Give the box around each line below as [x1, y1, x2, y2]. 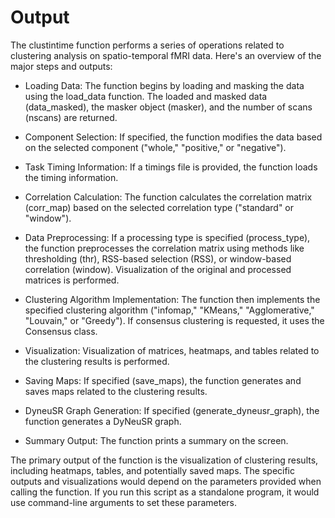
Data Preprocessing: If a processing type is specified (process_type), [24, 231, 311, 243]
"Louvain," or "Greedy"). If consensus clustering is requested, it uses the [24, 314, 325, 326]
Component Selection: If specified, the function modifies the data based [24, 131, 323, 143]
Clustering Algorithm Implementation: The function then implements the [24, 293, 321, 305]
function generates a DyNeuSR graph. [24, 415, 182, 427]
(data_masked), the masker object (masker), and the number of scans [24, 101, 313, 113]
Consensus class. [24, 325, 98, 337]
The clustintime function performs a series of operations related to [10, 39, 285, 51]
